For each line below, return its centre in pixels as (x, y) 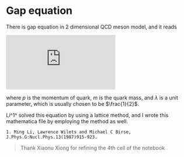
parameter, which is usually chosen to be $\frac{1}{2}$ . (72, 104)
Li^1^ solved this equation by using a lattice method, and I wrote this (87, 115)
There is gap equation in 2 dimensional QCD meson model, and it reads (91, 27)
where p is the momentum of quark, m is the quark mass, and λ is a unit (92, 98)
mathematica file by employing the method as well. (67, 121)
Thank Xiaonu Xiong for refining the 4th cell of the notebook (92, 148)
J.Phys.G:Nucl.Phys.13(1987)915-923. (52, 137)
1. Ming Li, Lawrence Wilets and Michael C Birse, (69, 132)
